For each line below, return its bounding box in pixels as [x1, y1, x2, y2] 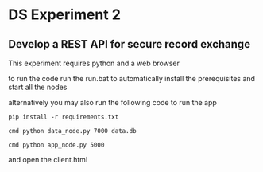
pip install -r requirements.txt [8, 113, 119, 121]
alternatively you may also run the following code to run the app [8, 98, 217, 107]
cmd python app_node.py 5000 [8, 141, 105, 149]
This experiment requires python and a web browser [8, 58, 180, 68]
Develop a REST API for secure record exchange [8, 37, 251, 51]
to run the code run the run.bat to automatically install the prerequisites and [8, 74, 256, 83]
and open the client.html [8, 155, 88, 164]
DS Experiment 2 [8, 6, 122, 24]
